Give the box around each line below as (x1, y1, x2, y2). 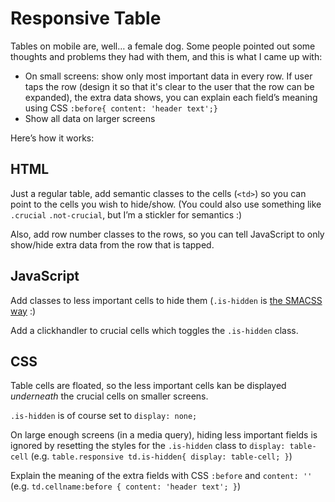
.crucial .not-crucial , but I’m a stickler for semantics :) (10, 208, 243, 221)
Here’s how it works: (10, 132, 95, 144)
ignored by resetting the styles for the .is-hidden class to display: (10, 440, 286, 452)
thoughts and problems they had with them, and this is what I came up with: (10, 50, 323, 62)
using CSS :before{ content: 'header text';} (24, 102, 219, 114)
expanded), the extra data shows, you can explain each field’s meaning (24, 91, 318, 103)
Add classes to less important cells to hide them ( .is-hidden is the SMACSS (10, 294, 323, 306)
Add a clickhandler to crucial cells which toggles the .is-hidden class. (10, 324, 299, 336)
